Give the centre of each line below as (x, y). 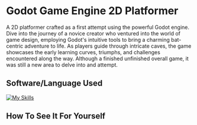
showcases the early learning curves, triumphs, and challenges (83, 52)
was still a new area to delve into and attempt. (62, 65)
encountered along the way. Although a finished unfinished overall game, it (98, 58)
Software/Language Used (54, 83)
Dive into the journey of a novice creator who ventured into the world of (93, 33)
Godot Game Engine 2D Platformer (92, 11)
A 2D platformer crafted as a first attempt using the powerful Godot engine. (98, 27)
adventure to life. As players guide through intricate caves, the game (108, 46)
